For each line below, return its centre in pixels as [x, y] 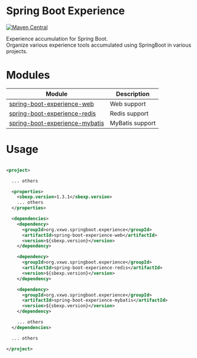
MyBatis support [133, 123]
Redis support [129, 113]
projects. [17, 51]
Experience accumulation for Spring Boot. [57, 38]
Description [133, 94]
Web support [128, 103]
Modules [28, 75]
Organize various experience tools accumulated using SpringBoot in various [99, 45]
